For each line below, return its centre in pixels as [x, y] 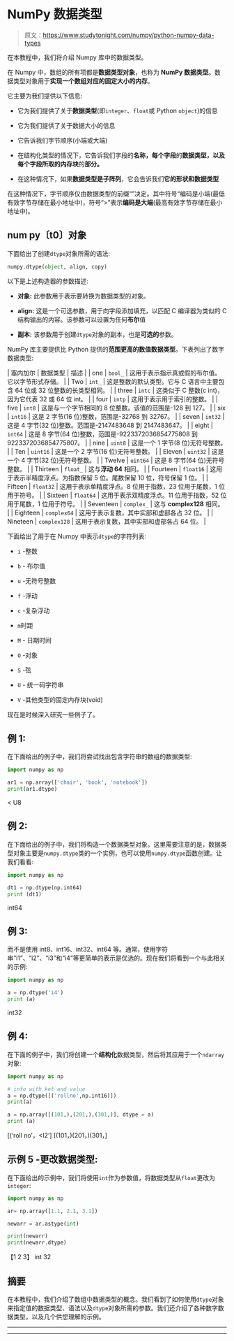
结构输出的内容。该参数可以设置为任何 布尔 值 [81, 320]
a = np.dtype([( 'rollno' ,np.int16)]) [62, 1096]
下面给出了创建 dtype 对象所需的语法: [58, 253]
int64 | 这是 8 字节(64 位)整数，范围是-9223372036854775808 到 [103, 433]
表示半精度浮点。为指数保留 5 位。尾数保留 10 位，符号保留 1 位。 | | [111, 478]
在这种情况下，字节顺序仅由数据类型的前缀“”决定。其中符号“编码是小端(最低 [116, 194]
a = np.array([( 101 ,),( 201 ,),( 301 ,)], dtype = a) [81, 1115]
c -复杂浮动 [33, 610]
